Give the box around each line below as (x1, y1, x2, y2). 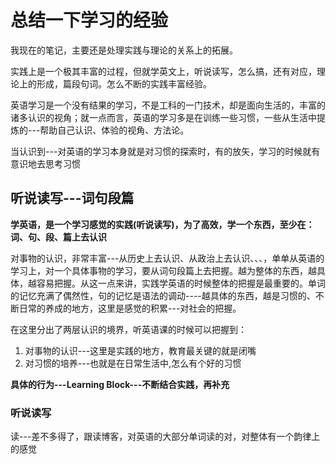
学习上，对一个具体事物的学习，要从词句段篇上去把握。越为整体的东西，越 (10, 264, 317, 276)
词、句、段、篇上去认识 (10, 231, 107, 243)
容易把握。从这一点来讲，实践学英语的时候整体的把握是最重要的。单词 (36, 277, 326, 289)
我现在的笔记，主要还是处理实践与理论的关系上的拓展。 (10, 44, 238, 56)
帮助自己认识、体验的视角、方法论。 (39, 124, 190, 136)
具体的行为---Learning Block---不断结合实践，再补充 (10, 378, 230, 390)
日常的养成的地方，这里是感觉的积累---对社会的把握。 (18, 302, 242, 314)
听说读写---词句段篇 (10, 190, 135, 207)
